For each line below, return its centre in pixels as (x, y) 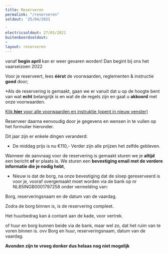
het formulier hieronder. (30, 126)
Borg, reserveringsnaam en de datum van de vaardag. (61, 196)
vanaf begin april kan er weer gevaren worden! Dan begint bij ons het (77, 61)
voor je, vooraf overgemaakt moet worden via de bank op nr (74, 181)
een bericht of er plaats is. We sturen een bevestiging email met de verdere (84, 161)
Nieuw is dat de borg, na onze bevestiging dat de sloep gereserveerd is (86, 176)
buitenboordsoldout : (27, 38)
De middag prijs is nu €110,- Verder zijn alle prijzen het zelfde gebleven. (86, 146)
